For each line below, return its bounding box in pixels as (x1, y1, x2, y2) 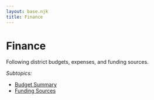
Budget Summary (14, 81, 57, 88)
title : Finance (6, 14, 43, 20)
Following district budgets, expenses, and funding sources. (6, 58, 149, 65)
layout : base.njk (6, 8, 49, 15)
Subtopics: (6, 70, 32, 77)
